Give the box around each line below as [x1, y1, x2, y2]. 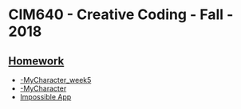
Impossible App [19, 92, 72, 101]
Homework [8, 54, 65, 68]
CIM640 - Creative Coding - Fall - [8, 6, 234, 24]
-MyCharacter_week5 [19, 76, 92, 84]
